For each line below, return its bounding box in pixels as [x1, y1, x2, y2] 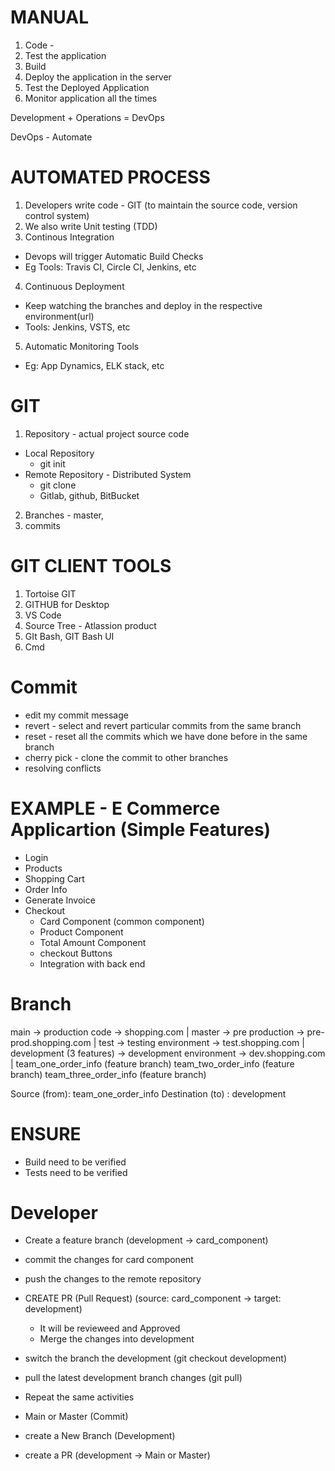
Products [24, 862, 63, 874]
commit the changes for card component [24, 1254, 194, 1266]
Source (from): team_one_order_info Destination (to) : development [10, 1087, 287, 1100]
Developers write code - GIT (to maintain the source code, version [24, 199, 298, 211]
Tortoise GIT [24, 587, 77, 600]
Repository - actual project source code [24, 427, 190, 440]
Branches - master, [24, 509, 105, 521]
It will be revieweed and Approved [39, 1322, 181, 1335]
